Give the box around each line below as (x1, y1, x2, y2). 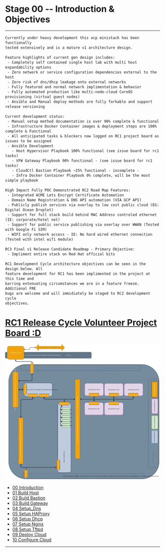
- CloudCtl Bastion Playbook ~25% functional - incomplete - (11, 168, 139, 173)
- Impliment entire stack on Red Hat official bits (7, 252, 115, 257)
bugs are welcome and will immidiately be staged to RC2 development (5, 291, 151, 296)
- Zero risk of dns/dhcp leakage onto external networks (7, 80, 126, 85)
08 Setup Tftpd (12, 526, 43, 532)
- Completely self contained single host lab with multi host (7, 60, 137, 65)
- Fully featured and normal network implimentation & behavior (7, 85, 141, 89)
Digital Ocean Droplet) (5, 207, 54, 212)
